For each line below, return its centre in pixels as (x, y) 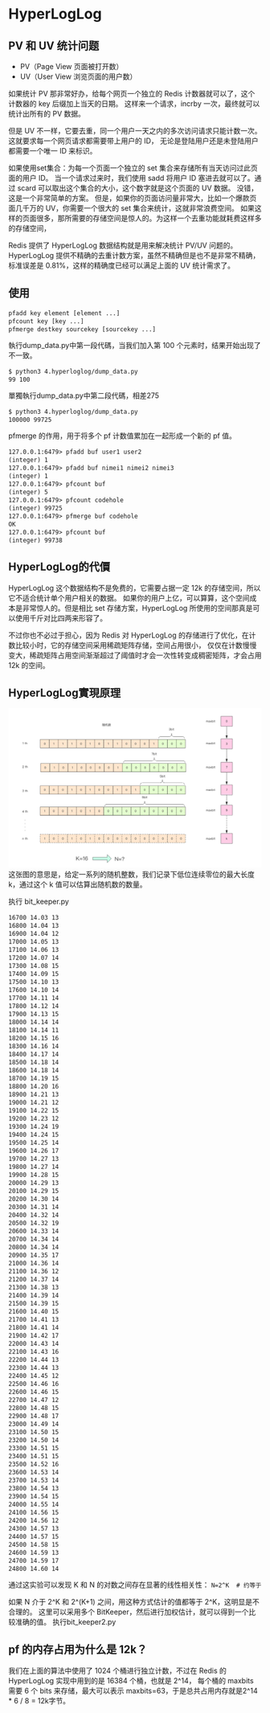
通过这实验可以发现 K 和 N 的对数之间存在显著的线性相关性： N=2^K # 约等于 (135, 1584)
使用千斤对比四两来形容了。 (61, 618)
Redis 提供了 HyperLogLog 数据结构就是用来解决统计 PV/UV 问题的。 (123, 245)
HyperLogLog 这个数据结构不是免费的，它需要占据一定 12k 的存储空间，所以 (135, 588)
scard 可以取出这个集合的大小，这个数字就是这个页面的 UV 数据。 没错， (138, 188)
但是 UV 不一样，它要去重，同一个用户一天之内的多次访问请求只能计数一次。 (135, 131)
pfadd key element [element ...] (64, 313)
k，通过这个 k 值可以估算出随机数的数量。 (78, 884)
